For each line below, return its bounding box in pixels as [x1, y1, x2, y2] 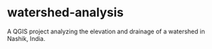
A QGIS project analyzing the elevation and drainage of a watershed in [7, 27, 205, 35]
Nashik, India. [7, 34, 46, 42]
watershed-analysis [7, 5, 124, 20]
